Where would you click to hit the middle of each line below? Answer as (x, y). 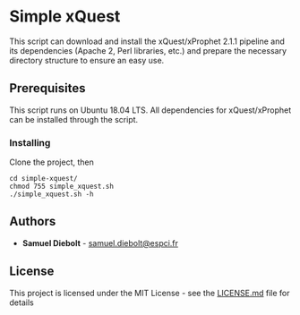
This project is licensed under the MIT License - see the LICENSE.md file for (150, 293)
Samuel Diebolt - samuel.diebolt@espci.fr (100, 243)
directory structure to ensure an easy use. (87, 60)
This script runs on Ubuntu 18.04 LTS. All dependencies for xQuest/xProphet (150, 110)
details (21, 302)
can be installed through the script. (74, 119)
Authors (33, 221)
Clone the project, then (51, 162)
